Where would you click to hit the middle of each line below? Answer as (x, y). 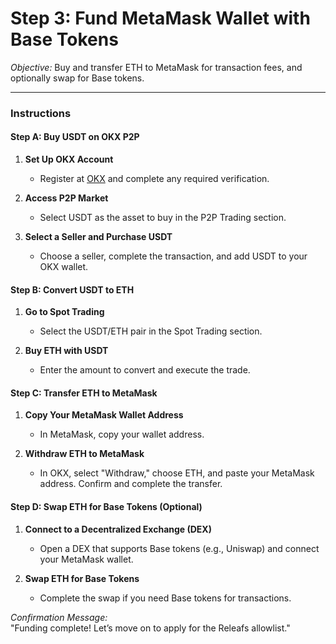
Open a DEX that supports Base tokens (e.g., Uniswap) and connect (179, 548)
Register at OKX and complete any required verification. (154, 179)
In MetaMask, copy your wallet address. (122, 434)
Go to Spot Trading (64, 312)
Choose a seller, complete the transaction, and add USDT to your (173, 256)
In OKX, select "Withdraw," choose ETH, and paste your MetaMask (177, 473)
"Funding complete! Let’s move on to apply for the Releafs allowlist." (150, 628)
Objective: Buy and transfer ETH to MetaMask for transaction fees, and (156, 67)
